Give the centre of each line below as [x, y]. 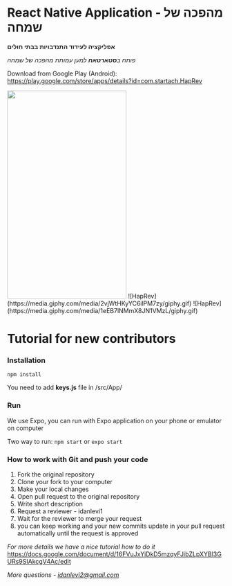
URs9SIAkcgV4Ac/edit [39, 562]
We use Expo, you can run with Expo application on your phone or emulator [115, 420]
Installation [27, 360]
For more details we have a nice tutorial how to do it [81, 547]
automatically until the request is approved [78, 533]
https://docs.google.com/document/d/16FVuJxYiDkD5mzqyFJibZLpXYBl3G [115, 554]
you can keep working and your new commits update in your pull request [121, 526]
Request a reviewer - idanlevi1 [60, 511]
